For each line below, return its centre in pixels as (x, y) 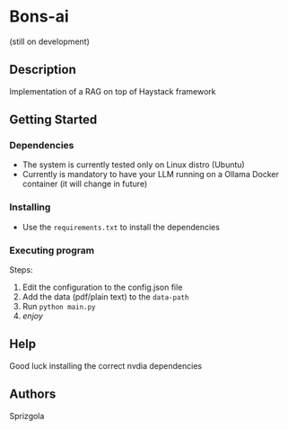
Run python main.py (59, 307)
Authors (33, 394)
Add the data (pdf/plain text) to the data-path (105, 297)
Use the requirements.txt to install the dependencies (121, 227)
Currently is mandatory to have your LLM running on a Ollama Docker (151, 175)
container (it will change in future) (85, 184)
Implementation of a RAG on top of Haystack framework (113, 91)
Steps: (21, 270)
